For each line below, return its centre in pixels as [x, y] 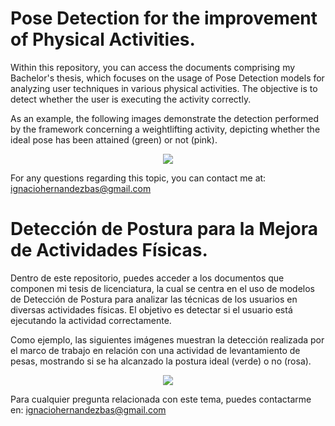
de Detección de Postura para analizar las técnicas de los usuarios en [154, 299]
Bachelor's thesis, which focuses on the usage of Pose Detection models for [167, 78]
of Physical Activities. [103, 39]
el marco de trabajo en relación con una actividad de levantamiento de [155, 350]
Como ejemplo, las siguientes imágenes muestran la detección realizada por [167, 339]
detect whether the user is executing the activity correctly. [131, 99]
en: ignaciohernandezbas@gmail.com [88, 409]
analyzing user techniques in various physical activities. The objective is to [164, 88]
